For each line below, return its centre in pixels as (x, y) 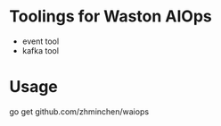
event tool (41, 41)
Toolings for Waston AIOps (110, 17)
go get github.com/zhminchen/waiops (79, 111)
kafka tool (41, 50)
